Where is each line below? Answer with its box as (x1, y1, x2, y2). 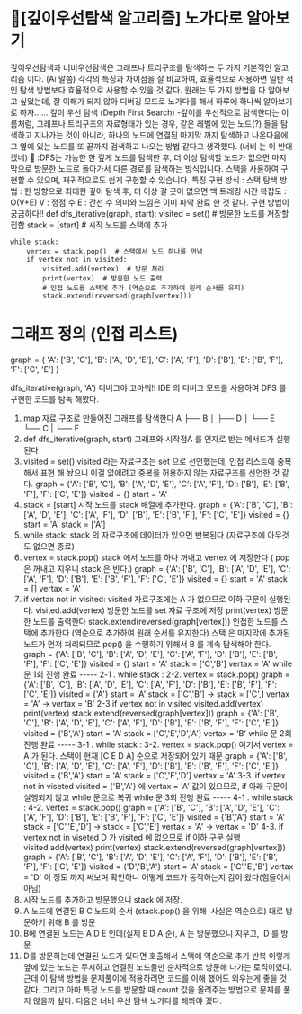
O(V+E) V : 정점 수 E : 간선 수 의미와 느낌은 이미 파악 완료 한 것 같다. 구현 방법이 (10, 197, 290, 208)
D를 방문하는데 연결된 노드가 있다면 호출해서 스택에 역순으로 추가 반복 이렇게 (22, 950, 291, 961)
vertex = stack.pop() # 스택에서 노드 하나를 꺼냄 (26, 246, 203, 256)
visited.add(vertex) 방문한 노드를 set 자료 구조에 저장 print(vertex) (35, 604, 272, 616)
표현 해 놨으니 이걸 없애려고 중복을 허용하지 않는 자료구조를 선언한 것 (40, 467, 280, 477)
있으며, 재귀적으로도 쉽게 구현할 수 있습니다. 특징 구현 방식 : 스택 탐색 (36, 174, 278, 185)
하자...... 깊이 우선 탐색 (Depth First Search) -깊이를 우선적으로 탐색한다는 (19, 107, 280, 118)
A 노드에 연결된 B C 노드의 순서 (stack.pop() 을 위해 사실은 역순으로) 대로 (22, 905, 284, 916)
